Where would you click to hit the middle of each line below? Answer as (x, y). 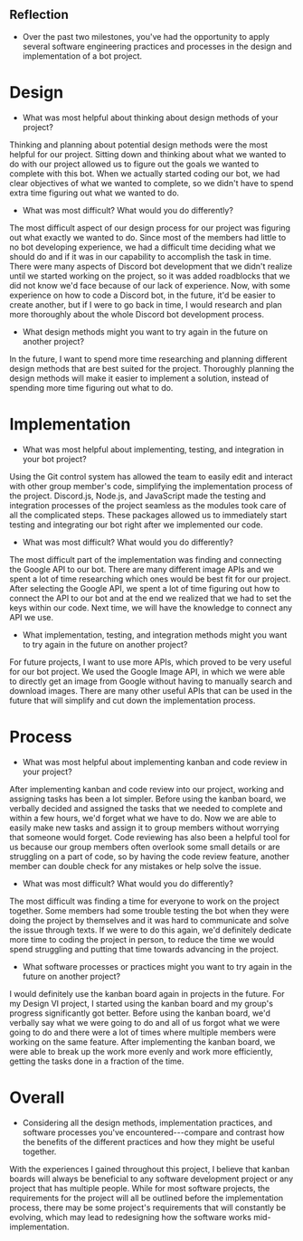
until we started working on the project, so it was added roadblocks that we (150, 276)
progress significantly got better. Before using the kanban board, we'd (140, 1013)
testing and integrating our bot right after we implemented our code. (137, 525)
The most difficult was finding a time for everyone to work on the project (144, 901)
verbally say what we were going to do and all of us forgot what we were (145, 1022)
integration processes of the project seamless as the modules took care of (148, 505)
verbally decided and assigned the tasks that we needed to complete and (146, 808)
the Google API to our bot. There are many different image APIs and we (142, 569)
